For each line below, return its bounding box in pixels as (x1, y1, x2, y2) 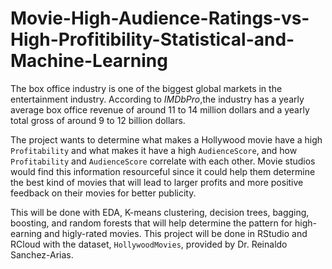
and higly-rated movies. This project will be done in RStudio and (44, 227, 308, 239)
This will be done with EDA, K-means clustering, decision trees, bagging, (10, 206, 310, 218)
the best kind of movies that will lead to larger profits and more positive (10, 176, 304, 188)
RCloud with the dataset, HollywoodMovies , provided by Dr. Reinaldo (10, 238, 288, 250)
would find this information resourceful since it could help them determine (10, 165, 316, 177)
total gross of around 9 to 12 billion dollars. (10, 114, 186, 126)
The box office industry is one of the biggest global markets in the (10, 82, 283, 94)
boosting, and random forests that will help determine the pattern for (10, 217, 293, 229)
